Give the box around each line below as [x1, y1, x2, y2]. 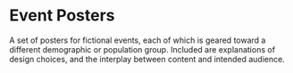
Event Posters [9, 5, 115, 26]
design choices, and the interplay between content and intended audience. [9, 53, 286, 64]
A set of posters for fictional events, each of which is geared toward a [9, 35, 266, 45]
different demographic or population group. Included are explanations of [9, 44, 275, 54]
